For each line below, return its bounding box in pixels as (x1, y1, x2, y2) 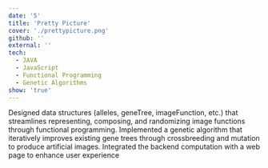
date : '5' (8, 11, 42, 20)
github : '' (8, 34, 45, 42)
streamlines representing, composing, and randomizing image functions (8, 117, 246, 126)
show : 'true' (8, 86, 52, 94)
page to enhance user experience (8, 150, 120, 160)
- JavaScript (15, 64, 59, 72)
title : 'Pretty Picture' (8, 19, 91, 27)
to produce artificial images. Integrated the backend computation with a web (8, 142, 261, 152)
